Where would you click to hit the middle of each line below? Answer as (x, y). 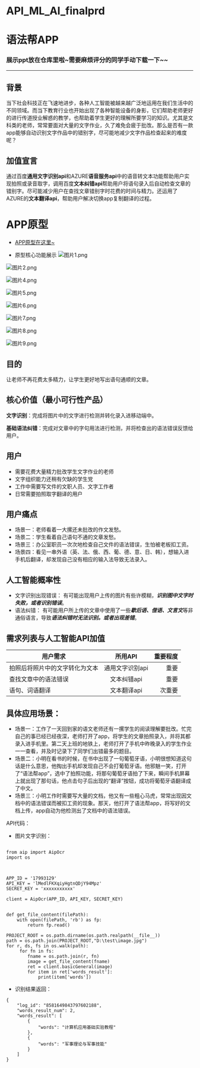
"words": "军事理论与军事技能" (72, 1044)
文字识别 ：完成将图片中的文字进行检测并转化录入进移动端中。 (82, 415)
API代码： (18, 823)
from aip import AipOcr (36, 852)
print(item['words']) (65, 977)
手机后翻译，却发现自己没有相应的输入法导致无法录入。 (82, 560)
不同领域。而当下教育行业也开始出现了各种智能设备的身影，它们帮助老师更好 (100, 111)
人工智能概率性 (34, 580)
